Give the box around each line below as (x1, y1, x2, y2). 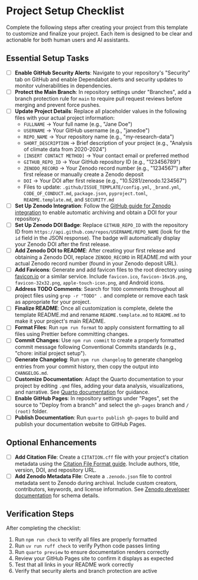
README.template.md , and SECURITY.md (23, 196, 114, 203)
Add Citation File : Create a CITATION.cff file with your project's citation (14, 453, 189, 461)
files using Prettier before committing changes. (14, 330, 129, 338)
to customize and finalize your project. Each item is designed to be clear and (6, 30, 193, 37)
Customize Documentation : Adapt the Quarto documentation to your (14, 375, 184, 383)
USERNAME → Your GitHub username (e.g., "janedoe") (23, 127, 150, 134)
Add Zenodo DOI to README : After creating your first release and (14, 247, 176, 254)
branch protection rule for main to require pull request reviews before (14, 95, 183, 102)
